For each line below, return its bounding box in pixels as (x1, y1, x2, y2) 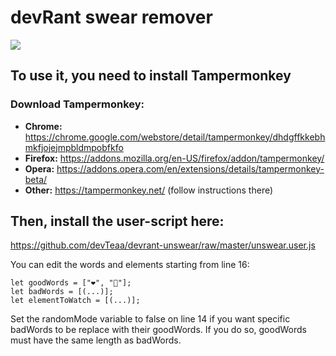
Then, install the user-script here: (10, 213, 225, 230)
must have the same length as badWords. (10, 334, 182, 346)
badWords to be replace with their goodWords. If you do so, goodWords (10, 324, 307, 336)
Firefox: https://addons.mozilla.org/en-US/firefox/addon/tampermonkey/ (24, 152, 325, 164)
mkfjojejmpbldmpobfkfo (24, 141, 124, 153)
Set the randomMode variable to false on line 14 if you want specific (10, 313, 291, 325)
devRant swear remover (10, 6, 213, 29)
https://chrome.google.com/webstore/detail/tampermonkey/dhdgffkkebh (24, 131, 326, 143)
